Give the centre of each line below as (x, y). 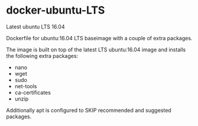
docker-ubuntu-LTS (56, 10)
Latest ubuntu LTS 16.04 (35, 27)
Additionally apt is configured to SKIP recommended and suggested (89, 110)
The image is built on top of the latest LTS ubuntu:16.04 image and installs (96, 49)
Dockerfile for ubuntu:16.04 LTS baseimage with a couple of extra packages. (99, 38)
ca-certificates (33, 92)
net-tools (26, 86)
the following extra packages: (42, 56)
